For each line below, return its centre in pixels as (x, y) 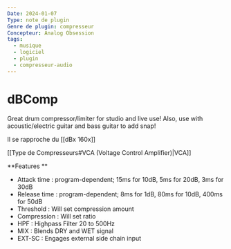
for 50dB (30, 201)
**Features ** (28, 166)
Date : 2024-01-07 (32, 13)
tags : (15, 39)
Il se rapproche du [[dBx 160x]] (51, 139)
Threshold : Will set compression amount (76, 209)
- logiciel (29, 53)
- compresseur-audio (43, 65)
